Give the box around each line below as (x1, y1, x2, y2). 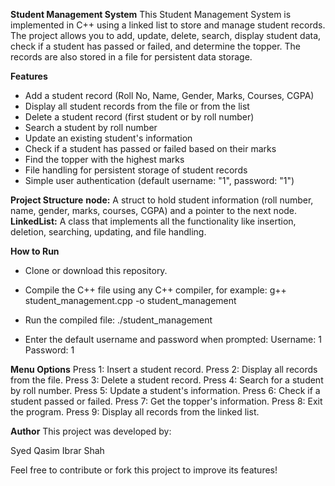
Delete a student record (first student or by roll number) (24, 111, 255, 123)
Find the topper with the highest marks (24, 154, 185, 165)
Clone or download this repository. (24, 265, 168, 276)
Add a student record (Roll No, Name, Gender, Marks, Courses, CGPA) (24, 90, 315, 101)
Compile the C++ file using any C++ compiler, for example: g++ (24, 284, 287, 296)
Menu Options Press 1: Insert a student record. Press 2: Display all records (10, 364, 318, 375)
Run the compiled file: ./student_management (24, 314, 213, 326)
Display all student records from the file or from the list (24, 100, 250, 112)
